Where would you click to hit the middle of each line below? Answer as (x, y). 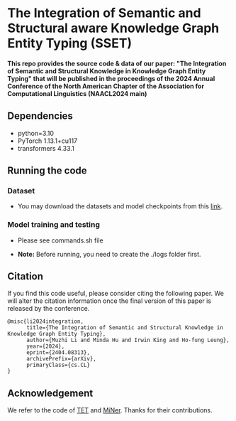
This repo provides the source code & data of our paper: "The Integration (117, 63)
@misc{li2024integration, (45, 321)
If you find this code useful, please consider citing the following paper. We (116, 294)
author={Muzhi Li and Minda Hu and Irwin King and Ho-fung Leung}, (128, 340)
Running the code (47, 170)
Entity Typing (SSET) (70, 43)
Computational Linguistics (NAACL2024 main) (77, 93)
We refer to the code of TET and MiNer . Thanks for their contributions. (110, 410)
